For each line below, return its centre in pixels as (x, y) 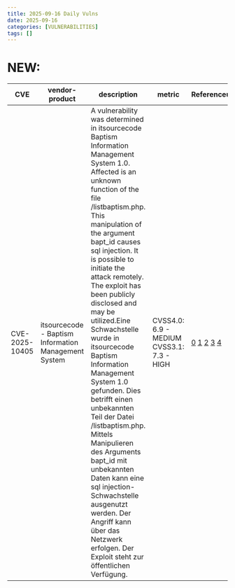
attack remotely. (117, 277)
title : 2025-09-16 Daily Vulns (53, 14)
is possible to (112, 260)
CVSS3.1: (169, 347)
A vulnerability (114, 111)
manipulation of (116, 225)
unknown (106, 181)
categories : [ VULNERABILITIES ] (53, 27)
